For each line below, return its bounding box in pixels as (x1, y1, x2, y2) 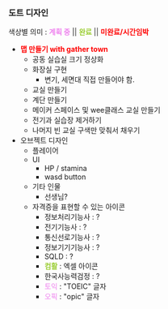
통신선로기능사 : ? (44, 233, 100, 242)
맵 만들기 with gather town (19, 45, 109, 54)
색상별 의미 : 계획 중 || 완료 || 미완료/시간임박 (8, 27, 149, 37)
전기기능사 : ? (44, 222, 87, 232)
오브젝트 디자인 (19, 135, 69, 145)
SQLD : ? (44, 251, 74, 261)
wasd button (44, 172, 86, 182)
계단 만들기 (31, 95, 67, 105)
